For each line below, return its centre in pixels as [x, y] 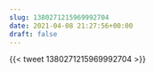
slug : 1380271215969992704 [59, 17]
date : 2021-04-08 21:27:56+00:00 [71, 26]
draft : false [33, 34]
